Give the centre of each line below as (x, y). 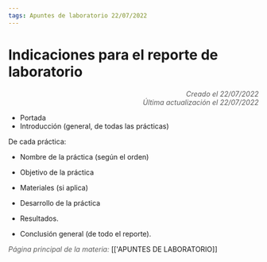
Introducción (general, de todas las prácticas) (94, 126)
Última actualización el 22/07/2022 (201, 102)
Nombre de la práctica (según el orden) (84, 156)
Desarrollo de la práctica (60, 202)
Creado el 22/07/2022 (222, 94)
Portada (33, 118)
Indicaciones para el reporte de (113, 54)
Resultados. (39, 218)
